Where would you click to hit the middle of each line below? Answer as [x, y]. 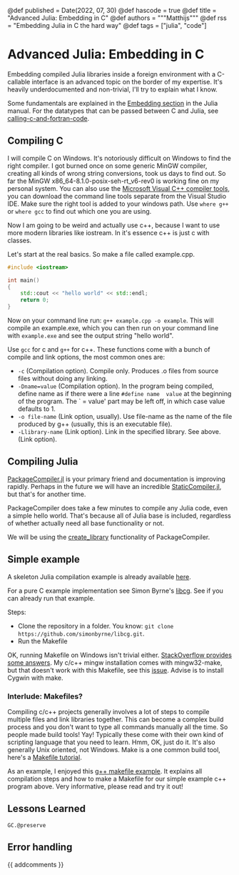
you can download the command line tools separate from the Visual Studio [117, 196]
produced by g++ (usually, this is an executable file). [95, 424]
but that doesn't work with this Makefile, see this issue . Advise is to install [116, 670]
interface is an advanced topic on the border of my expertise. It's [127, 81]
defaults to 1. [36, 409]
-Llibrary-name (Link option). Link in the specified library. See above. [119, 431]
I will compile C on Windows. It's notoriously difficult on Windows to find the [119, 158]
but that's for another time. [47, 494]
